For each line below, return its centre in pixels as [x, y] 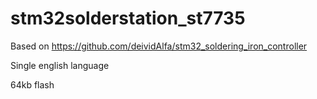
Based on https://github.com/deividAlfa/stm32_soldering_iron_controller [159, 46]
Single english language [60, 65]
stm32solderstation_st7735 [128, 18]
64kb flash [32, 84]
